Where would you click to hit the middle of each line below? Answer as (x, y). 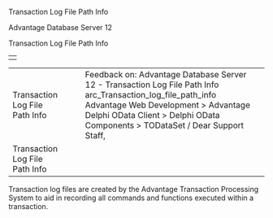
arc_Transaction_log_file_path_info (151, 95)
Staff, (95, 135)
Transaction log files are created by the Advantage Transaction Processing (134, 189)
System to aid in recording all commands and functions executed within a (131, 198)
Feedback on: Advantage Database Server (166, 74)
